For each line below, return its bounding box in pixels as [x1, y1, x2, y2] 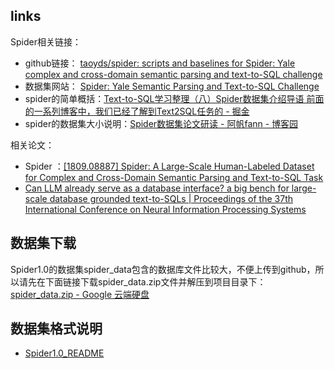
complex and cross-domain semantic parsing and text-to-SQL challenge [24, 68, 323, 80]
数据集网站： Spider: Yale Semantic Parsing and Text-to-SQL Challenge [24, 80, 320, 92]
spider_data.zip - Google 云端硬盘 [10, 288, 150, 300]
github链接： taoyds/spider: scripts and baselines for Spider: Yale [24, 57, 296, 69]
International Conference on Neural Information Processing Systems [24, 203, 307, 215]
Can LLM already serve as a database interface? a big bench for [24, 182, 290, 194]
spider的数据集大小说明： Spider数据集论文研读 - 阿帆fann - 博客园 [24, 117, 299, 129]
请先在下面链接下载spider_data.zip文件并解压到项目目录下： [18, 275, 267, 288]
